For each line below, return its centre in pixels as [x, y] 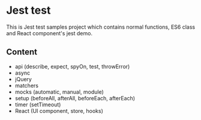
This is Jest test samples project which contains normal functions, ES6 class [101, 27]
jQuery [23, 79]
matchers [27, 85]
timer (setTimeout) [38, 104]
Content [22, 52]
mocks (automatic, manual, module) [59, 92]
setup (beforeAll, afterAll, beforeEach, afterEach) [75, 98]
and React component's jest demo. [49, 33]
